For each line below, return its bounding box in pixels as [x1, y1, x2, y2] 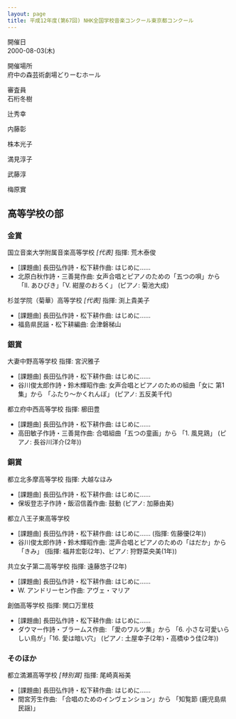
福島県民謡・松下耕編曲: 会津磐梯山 [17, 320, 122, 329]
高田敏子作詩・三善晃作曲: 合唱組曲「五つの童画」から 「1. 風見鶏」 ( [17, 429, 220, 438]
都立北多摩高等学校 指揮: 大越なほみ [7, 475, 112, 483]
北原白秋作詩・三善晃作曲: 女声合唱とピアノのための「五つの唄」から [17, 272, 220, 281]
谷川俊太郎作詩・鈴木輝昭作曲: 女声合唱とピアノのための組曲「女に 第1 [17, 381, 225, 389]
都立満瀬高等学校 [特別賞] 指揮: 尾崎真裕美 [7, 671, 132, 679]
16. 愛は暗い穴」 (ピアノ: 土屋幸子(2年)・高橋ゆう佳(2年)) [52, 634, 219, 642]
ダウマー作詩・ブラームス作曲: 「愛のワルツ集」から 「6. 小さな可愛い [17, 625, 224, 633]
